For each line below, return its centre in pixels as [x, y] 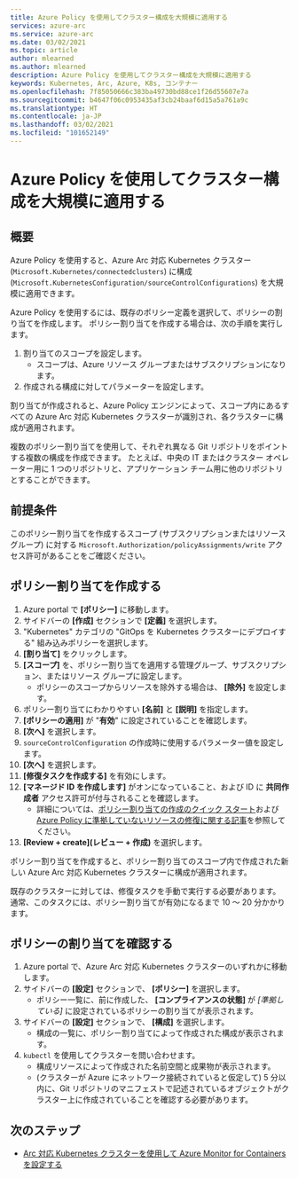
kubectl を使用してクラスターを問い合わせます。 [111, 1056]
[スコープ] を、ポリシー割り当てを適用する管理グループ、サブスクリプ [150, 664]
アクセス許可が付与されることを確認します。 [122, 797]
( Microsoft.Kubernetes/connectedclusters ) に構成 [102, 271]
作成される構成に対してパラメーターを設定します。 [116, 386]
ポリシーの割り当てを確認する [92, 943]
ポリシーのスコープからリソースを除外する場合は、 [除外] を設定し [157, 687]
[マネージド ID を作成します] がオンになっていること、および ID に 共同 [152, 787]
